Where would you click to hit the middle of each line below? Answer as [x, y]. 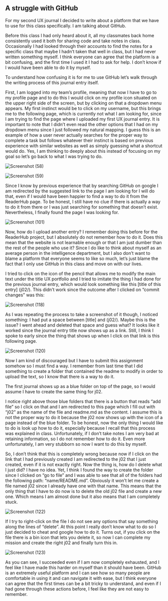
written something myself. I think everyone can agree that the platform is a [82, 57]
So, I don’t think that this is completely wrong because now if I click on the [82, 454]
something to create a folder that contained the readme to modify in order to [84, 371]
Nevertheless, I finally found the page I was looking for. [62, 212]
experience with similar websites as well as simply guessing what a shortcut [84, 146]
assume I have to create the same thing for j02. [54, 391]
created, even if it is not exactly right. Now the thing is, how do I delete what [84, 464]
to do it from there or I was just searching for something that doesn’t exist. [82, 207]
